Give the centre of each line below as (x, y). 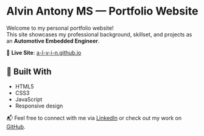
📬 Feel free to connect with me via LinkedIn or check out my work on (94, 118)
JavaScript (29, 99)
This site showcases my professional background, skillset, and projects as (99, 34)
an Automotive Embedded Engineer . (53, 41)
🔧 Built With (29, 72)
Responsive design (39, 106)
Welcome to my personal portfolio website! (60, 28)
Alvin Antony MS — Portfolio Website (102, 11)
